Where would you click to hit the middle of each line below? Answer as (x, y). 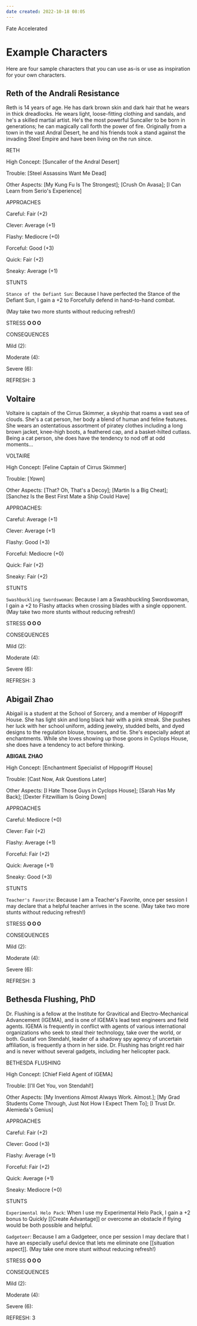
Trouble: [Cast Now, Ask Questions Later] (56, 779)
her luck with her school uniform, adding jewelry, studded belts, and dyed (95, 726)
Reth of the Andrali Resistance (63, 93)
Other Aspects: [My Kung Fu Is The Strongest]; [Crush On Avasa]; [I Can (94, 185)
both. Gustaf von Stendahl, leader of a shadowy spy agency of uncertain (94, 1038)
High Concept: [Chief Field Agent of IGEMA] (59, 1074)
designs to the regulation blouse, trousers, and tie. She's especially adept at (98, 732)
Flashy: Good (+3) (28, 542)
